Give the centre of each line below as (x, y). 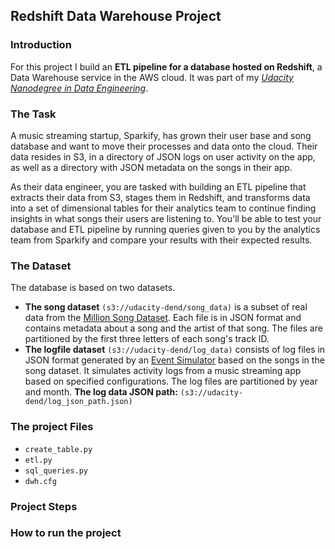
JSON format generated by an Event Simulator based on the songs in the (174, 360)
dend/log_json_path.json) (78, 402)
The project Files (52, 427)
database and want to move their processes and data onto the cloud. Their (164, 146)
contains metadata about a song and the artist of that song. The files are (173, 328)
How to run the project (66, 533)
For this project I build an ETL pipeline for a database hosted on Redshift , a (166, 66)
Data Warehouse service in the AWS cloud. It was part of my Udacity (152, 77)
